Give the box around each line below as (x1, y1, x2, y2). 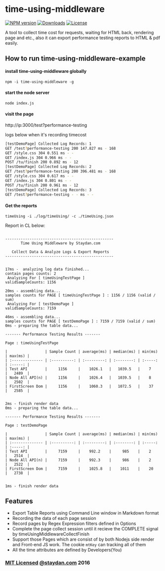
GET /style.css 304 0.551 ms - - (5, 150, 74, 156)
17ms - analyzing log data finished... (5, 267, 90, 272)
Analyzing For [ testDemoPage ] (7, 301, 74, 306)
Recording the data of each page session (12, 515, 96, 521)
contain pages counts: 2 (5, 271, 56, 276)
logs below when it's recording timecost (5, 131, 87, 137)
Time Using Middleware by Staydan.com (20, 240, 100, 246)
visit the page (5, 111, 34, 117)
